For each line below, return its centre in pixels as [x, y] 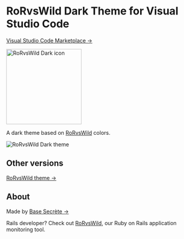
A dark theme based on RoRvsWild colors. [58, 132]
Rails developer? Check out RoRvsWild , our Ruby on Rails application [91, 223]
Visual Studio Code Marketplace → [49, 40]
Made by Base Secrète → [38, 211]
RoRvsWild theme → [31, 178]
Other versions [35, 163]
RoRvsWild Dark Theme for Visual [92, 11]
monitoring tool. [26, 229]
